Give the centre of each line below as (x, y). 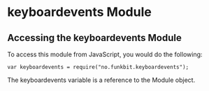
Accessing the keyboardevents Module (94, 38)
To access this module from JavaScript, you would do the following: (105, 54)
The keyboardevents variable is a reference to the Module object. (101, 80)
